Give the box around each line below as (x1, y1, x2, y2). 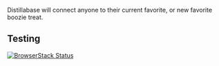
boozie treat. (7, 13, 44, 21)
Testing (7, 33, 41, 45)
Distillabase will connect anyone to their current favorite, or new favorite (7, 6, 213, 14)
